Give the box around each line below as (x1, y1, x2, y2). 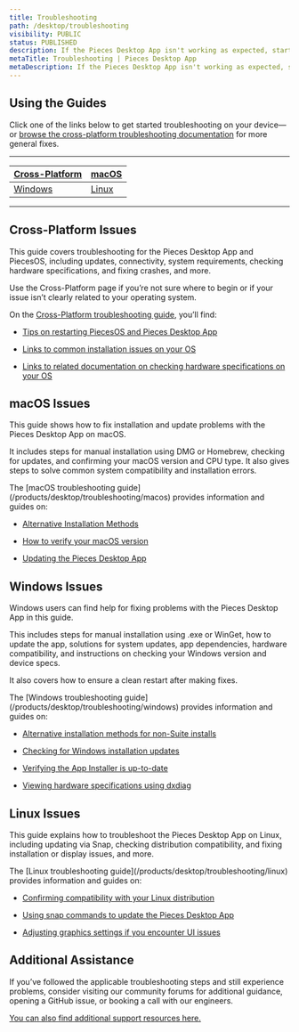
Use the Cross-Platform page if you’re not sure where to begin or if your (9, 282, 274, 293)
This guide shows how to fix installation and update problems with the (9, 419, 265, 430)
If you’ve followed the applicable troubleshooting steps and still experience (9, 976, 285, 987)
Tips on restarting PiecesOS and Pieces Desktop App (21, 326, 218, 337)
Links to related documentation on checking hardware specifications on (21, 361, 286, 371)
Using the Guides (9, 95, 107, 111)
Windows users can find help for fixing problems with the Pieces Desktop (9, 603, 279, 614)
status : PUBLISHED (9, 37, 77, 47)
